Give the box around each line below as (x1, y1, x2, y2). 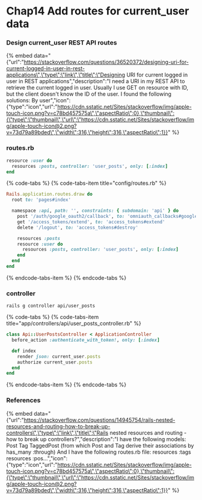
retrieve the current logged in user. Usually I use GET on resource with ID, (6, 84, 189, 91)
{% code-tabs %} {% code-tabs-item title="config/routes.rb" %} (6, 179, 167, 187)
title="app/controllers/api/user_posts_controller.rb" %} (6, 320, 141, 327)
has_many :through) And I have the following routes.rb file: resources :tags (6, 448, 191, 455)
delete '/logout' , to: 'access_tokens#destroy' (17, 224, 138, 230)
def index (11, 348, 36, 354)
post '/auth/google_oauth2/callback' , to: (17, 214, 125, 220)
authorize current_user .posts (17, 359, 93, 365)
